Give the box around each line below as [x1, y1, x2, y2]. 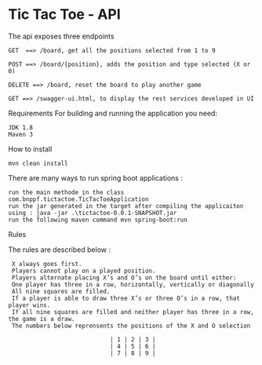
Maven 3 [8, 130, 34, 138]
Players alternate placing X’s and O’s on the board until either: [11, 273, 237, 282]
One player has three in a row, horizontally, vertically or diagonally [11, 280, 255, 288]
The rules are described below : [8, 245, 111, 254]
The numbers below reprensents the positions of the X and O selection [11, 322, 251, 330]
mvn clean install [8, 159, 68, 167]
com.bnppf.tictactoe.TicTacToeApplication [8, 195, 149, 203]
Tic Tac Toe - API [8, 5, 122, 24]
